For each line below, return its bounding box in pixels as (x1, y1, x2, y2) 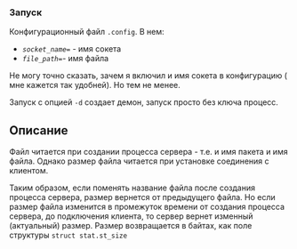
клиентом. (9, 165, 49, 176)
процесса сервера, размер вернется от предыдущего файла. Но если (9, 192, 276, 203)
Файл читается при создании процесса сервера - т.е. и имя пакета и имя (9, 147, 288, 157)
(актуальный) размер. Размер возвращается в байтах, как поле (9, 221, 253, 231)
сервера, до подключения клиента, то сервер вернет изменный (9, 211, 253, 221)
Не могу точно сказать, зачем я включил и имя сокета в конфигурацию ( (9, 70, 287, 81)
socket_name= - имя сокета (21, 44, 122, 54)
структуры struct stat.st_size (9, 229, 127, 241)
